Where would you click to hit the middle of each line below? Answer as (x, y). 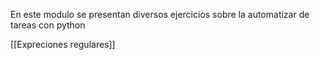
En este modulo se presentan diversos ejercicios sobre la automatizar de (160, 14)
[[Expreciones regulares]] (63, 44)
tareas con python (48, 25)
